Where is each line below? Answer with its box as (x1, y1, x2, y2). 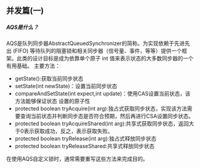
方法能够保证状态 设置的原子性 (14, 98, 90, 105)
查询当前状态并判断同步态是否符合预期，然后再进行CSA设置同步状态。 (20, 113, 194, 120)
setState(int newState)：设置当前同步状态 (14, 83, 117, 90)
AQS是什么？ (6, 23, 39, 31)
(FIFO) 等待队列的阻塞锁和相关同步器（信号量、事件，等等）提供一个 (13, 47, 183, 55)
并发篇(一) (6, 5, 44, 16)
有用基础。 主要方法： (6, 62, 60, 70)
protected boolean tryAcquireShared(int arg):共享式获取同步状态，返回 (14, 120, 189, 127)
